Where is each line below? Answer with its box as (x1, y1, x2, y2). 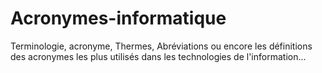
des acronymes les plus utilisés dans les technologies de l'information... (10, 50, 307, 62)
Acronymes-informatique (10, 7, 227, 30)
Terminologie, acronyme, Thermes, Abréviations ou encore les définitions (10, 40, 313, 52)
